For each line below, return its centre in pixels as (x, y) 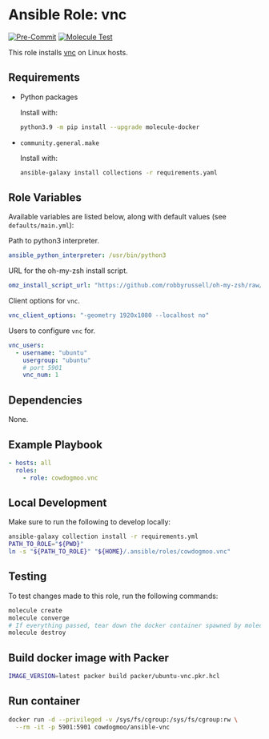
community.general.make (60, 143)
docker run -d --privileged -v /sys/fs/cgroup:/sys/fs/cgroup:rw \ (123, 719)
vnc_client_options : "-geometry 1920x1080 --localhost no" (109, 315)
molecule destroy (37, 633)
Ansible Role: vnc (68, 15)
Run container (44, 701)
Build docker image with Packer (89, 658)
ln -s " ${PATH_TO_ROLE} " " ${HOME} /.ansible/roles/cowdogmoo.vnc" (119, 552)
